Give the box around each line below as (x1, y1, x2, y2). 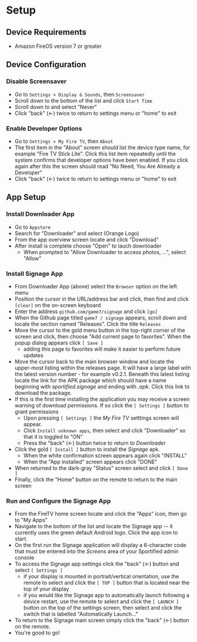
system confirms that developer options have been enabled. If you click (14, 156, 188, 163)
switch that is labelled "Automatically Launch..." (23, 611, 138, 618)
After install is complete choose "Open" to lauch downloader (14, 242, 162, 249)
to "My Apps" (14, 516, 48, 524)
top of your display (23, 585, 69, 592)
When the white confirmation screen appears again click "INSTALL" (23, 452, 187, 459)
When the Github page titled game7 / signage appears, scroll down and (14, 314, 187, 321)
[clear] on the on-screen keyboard (14, 301, 101, 308)
